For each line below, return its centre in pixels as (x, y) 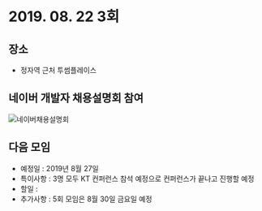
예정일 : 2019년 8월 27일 (59, 168)
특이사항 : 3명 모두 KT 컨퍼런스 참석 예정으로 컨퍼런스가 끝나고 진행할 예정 (137, 179)
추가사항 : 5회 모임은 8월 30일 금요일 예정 (86, 199)
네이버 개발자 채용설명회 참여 (76, 98)
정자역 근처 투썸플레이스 (58, 70)
